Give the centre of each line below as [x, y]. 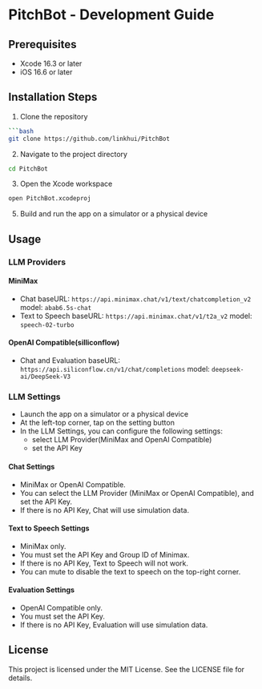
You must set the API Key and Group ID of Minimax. [105, 554]
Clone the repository [54, 116]
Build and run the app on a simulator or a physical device [114, 214]
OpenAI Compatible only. [61, 607]
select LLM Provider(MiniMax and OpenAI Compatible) [122, 440]
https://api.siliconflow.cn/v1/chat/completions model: [115, 369]
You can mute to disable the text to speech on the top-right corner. [130, 571]
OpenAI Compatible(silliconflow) [64, 343]
